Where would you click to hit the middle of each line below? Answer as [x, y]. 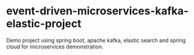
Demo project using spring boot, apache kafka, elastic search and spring [96, 40]
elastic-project [44, 24]
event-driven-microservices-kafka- [97, 11]
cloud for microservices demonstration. [55, 47]
